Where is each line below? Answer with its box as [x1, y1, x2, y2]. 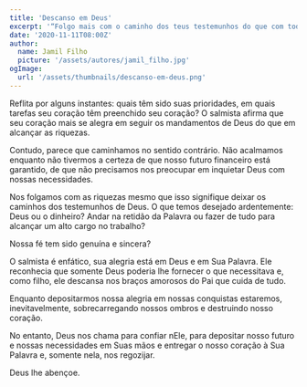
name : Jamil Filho [17, 47, 89, 57]
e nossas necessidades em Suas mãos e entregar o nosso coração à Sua [9, 340, 285, 350]
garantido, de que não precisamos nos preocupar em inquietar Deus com [9, 163, 286, 174]
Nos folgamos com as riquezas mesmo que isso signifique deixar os [9, 191, 267, 202]
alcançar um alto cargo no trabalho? [9, 220, 146, 231]
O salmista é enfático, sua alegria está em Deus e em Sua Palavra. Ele [9, 256, 272, 267]
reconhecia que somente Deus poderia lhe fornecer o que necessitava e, [9, 266, 285, 277]
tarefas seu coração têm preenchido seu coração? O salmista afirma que [9, 107, 284, 119]
